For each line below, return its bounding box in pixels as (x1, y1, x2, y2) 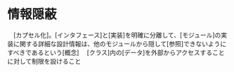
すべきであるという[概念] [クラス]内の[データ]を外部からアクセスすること (7, 48, 225, 57)
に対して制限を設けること (7, 57, 82, 65)
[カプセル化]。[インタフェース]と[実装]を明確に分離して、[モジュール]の (13, 31, 221, 39)
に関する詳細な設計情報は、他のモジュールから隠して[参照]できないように (13, 39, 227, 48)
